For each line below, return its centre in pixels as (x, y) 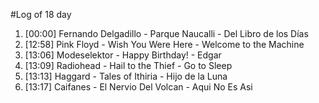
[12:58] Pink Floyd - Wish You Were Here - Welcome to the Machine (164, 44)
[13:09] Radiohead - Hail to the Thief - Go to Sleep (128, 65)
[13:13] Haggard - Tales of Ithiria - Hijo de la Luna (126, 76)
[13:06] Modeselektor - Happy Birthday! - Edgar (123, 55)
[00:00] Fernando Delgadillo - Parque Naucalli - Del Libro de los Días (166, 33)
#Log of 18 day (41, 14)
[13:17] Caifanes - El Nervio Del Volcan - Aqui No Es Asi (138, 87)
